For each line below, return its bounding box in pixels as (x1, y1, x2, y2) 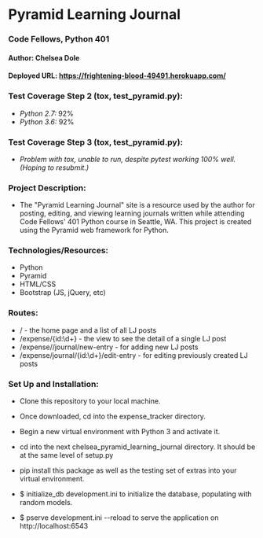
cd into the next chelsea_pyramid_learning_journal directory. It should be (19, 442, 256, 451)
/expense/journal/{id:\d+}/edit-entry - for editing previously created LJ (19, 350, 249, 359)
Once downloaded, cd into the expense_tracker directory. (19, 411, 206, 422)
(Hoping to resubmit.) (19, 163, 89, 172)
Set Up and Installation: (8, 378, 100, 389)
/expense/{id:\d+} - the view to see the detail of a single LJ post (19, 333, 227, 343)
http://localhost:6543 (19, 521, 89, 531)
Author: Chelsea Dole (8, 53, 80, 62)
